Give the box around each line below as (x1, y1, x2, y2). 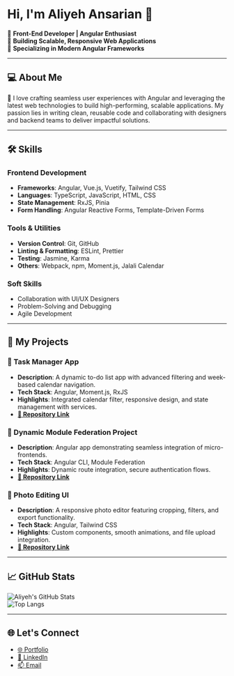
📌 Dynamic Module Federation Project (7, 427, 138, 437)
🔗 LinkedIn (17, 653, 48, 661)
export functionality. (17, 514, 75, 522)
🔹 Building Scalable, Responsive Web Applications (7, 36, 157, 45)
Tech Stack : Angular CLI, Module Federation (17, 458, 146, 466)
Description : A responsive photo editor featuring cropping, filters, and (17, 506, 219, 514)
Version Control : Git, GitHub (17, 239, 100, 247)
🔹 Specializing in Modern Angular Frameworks (7, 44, 145, 52)
